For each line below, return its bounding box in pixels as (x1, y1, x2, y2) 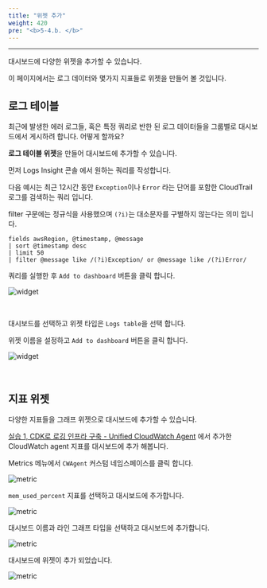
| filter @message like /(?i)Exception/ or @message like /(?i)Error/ (8, 256, 247, 264)
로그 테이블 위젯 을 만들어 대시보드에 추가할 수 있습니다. (8, 149, 177, 158)
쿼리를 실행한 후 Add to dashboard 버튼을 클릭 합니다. (8, 271, 176, 281)
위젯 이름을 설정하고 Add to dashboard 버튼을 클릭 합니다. (8, 336, 188, 345)
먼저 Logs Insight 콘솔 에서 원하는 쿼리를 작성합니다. (8, 165, 172, 175)
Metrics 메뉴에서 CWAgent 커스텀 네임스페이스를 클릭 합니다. (8, 458, 194, 468)
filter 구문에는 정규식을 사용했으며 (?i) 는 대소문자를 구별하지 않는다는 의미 (8, 209, 239, 219)
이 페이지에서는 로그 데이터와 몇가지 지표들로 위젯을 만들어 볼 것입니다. (8, 73, 226, 84)
